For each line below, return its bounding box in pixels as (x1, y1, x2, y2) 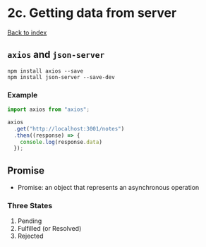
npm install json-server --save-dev (7, 73, 115, 80)
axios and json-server (7, 49, 105, 61)
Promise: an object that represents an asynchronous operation (17, 183, 200, 192)
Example (7, 90, 38, 100)
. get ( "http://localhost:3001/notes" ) (13, 125, 125, 132)
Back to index (7, 28, 47, 37)
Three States (7, 201, 53, 211)
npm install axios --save (7, 67, 83, 75)
